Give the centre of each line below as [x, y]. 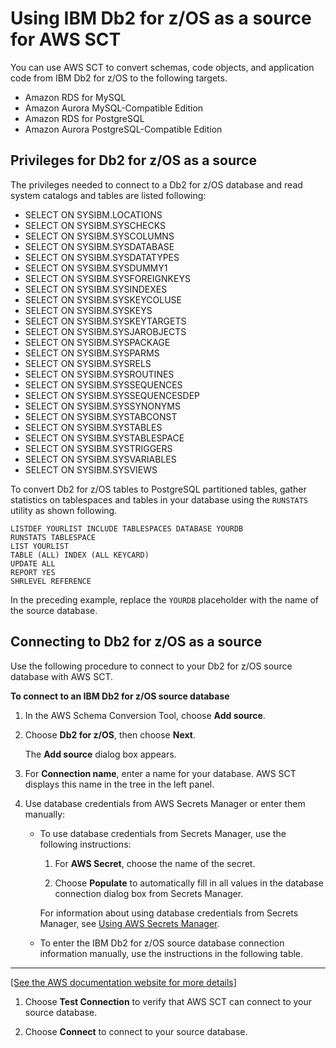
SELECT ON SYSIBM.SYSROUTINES [99, 374]
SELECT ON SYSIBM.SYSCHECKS [95, 225]
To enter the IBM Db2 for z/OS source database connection [162, 943]
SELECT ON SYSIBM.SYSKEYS [88, 310]
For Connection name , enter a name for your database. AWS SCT [160, 773]
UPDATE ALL [33, 563]
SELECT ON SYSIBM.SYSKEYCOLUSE [103, 299]
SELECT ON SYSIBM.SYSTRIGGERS [98, 448]
